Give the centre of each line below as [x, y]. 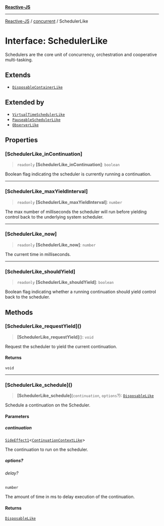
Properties [21, 140]
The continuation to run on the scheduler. [47, 449]
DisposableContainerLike [37, 87]
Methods [19, 313]
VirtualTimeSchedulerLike [38, 115]
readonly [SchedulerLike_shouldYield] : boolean [65, 282]
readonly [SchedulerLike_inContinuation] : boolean [68, 165]
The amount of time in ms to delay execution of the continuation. [70, 497]
